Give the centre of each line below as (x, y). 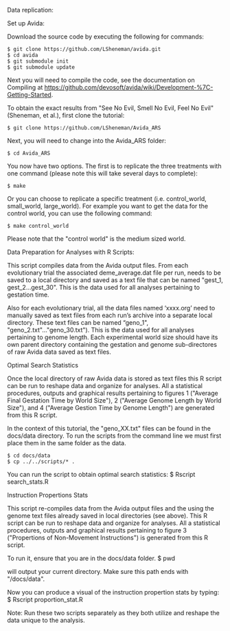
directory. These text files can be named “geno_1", (78, 322)
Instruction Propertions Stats (48, 495)
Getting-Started (29, 95)
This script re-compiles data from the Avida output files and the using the (111, 508)
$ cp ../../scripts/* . (41, 462)
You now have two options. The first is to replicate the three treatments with (114, 166)
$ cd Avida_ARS (29, 153)
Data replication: (30, 10)
